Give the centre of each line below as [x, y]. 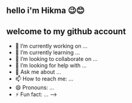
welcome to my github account [66, 31]
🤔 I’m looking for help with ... [51, 66]
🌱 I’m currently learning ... [47, 52]
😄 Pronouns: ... [35, 88]
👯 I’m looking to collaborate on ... [56, 59]
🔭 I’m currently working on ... [51, 46]
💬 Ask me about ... [38, 72]
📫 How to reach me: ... [44, 79]
